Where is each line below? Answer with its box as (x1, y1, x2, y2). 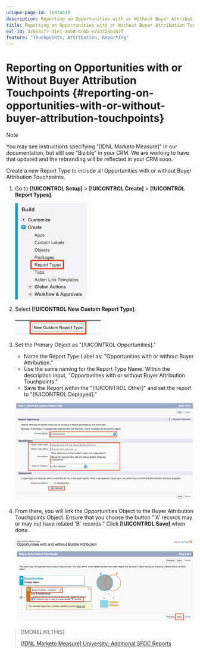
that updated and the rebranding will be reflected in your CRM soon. (6, 155, 173, 163)
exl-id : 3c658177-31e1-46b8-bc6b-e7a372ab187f (6, 29, 124, 35)
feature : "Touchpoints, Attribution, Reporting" (6, 35, 129, 41)
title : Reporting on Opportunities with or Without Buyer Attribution (6, 22, 185, 28)
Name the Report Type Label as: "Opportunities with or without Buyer (23, 353, 194, 360)
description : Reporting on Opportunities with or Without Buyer (6, 15, 169, 22)
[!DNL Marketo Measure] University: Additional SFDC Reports (20, 640, 171, 647)
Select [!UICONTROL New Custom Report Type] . (14, 305, 136, 313)
